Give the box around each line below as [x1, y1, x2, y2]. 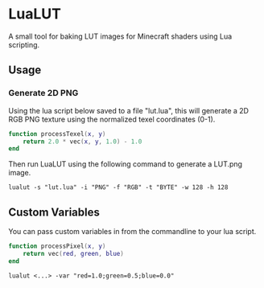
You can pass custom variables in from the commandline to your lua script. [8, 227, 257, 237]
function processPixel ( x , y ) [8, 242, 106, 250]
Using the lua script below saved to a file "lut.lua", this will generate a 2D [8, 105, 250, 115]
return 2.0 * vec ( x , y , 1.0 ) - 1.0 [23, 138, 142, 146]
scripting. [8, 39, 40, 49]
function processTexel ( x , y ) [8, 130, 106, 138]
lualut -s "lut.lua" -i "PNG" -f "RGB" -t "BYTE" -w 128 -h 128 [8, 183, 229, 191]
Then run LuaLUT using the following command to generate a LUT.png [8, 159, 243, 169]
